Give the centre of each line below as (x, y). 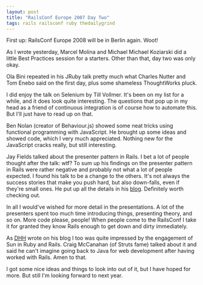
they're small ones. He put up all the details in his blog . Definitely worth (95, 189)
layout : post (23, 12)
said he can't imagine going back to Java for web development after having (101, 251)
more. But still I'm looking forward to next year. (65, 275)
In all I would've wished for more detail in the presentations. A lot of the (95, 207)
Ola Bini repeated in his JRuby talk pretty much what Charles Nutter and (96, 77)
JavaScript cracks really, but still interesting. (62, 145)
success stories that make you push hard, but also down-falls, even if (93, 183)
